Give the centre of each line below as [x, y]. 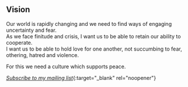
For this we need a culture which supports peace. [66, 66]
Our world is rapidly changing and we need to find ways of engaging [89, 24]
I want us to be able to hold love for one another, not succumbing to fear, [94, 49]
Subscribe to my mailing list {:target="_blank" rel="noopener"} [81, 78]
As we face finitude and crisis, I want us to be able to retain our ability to [93, 36]
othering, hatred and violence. [43, 55]
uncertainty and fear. [31, 30]
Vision [18, 10]
